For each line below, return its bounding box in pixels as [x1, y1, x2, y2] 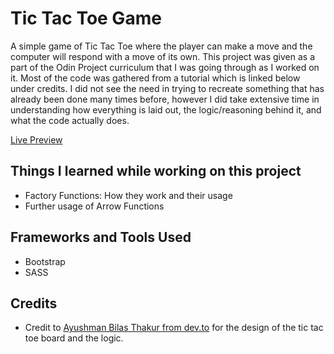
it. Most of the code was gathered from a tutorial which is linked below [10, 72, 301, 84]
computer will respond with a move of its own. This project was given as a [10, 50, 316, 62]
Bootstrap [24, 255, 66, 267]
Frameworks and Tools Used [10, 229, 192, 246]
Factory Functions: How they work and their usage [24, 189, 233, 201]
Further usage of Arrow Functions [24, 200, 165, 212]
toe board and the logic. [24, 332, 124, 344]
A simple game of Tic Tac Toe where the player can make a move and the [10, 40, 313, 52]
